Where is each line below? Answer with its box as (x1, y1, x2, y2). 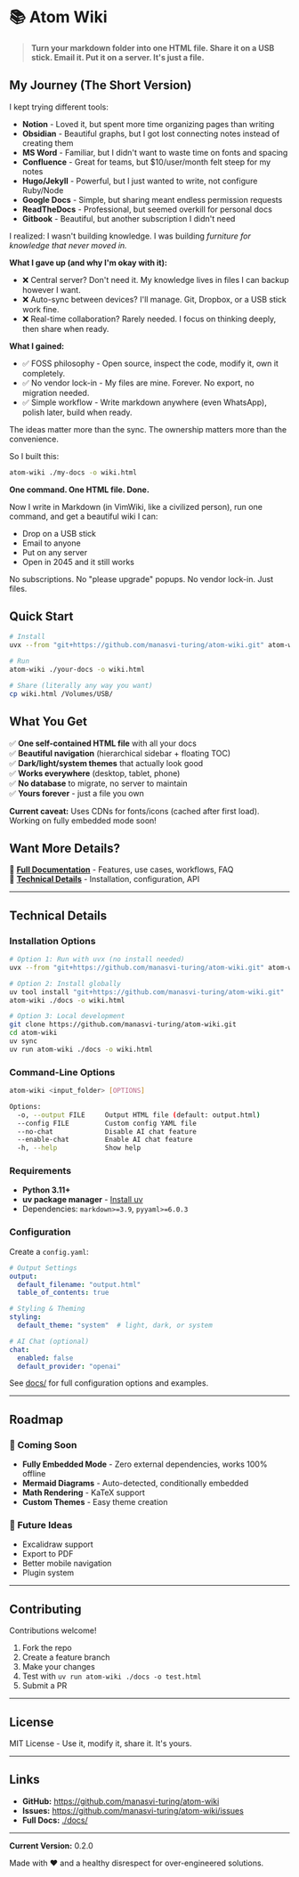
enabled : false (17, 1354, 74, 1363)
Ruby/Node (21, 184, 64, 196)
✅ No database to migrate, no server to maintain (9, 778, 188, 789)
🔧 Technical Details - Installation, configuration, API (9, 874, 200, 885)
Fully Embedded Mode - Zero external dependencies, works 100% (21, 1459, 268, 1469)
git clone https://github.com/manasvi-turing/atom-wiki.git (9, 1020, 238, 1029)
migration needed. (21, 387, 90, 398)
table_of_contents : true (17, 1288, 109, 1298)
